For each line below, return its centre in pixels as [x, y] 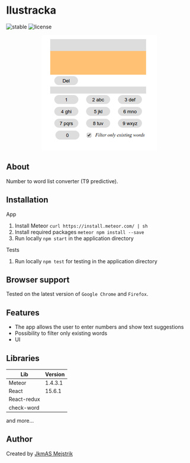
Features [23, 313]
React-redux [24, 399]
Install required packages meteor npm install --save [79, 232]
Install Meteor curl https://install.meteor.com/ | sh [81, 225]
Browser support [38, 280]
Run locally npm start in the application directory [74, 238]
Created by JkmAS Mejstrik [39, 454]
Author [19, 439]
